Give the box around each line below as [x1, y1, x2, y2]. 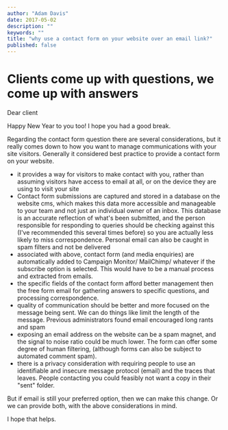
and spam [16, 322, 46, 331]
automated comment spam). [16, 352, 97, 360]
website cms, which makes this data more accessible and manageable [16, 199, 216, 207]
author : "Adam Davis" [7, 10, 69, 17]
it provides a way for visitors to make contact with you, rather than [16, 170, 204, 178]
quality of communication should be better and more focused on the [16, 301, 210, 309]
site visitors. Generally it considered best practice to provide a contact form [7, 149, 220, 157]
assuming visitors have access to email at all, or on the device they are [16, 177, 217, 186]
